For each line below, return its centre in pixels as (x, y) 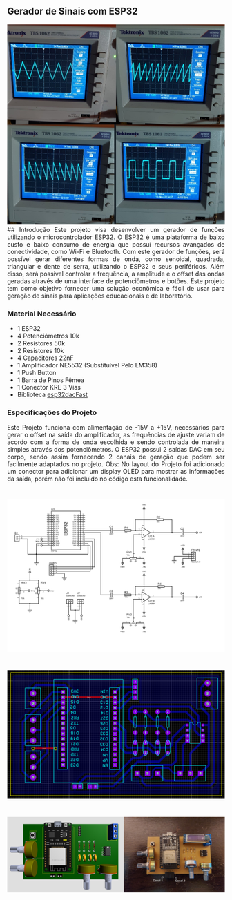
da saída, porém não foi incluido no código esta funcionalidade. (97, 479)
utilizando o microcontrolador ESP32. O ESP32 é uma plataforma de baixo (116, 237)
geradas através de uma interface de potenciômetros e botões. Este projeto (116, 281)
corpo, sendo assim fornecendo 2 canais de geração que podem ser (116, 457)
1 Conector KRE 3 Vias (49, 387)
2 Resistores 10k (40, 350)
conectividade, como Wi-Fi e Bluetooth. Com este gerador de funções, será (116, 251)
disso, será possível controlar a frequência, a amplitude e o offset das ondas (116, 274)
